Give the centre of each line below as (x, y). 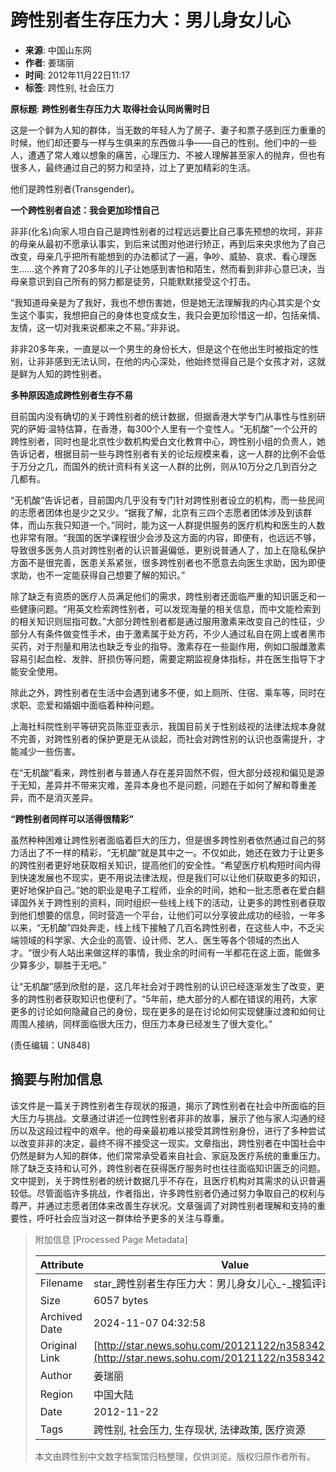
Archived (61, 1316)
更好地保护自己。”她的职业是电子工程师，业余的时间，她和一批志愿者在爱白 (163, 890)
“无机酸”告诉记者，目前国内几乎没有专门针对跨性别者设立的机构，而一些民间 (167, 500)
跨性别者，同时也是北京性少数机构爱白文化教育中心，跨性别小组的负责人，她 (168, 441)
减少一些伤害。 (49, 751)
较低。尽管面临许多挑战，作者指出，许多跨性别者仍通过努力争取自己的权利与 (168, 1193)
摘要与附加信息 (56, 1079)
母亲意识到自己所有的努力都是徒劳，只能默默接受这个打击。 (133, 281)
